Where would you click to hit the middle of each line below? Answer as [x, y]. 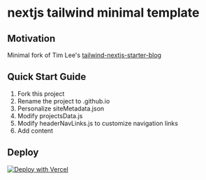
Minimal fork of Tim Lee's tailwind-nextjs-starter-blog [84, 55]
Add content [35, 131]
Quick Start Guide [47, 77]
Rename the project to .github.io [64, 101]
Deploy [23, 153]
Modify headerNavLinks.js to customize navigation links [97, 123]
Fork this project [41, 93]
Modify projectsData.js [50, 115]
